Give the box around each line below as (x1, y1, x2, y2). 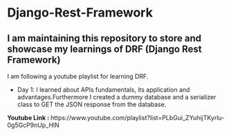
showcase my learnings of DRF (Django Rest (7, 43, 202, 55)
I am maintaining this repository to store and (7, 32, 202, 44)
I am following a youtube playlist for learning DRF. (7, 72, 149, 80)
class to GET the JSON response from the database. (17, 100, 167, 108)
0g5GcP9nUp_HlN (7, 121, 60, 129)
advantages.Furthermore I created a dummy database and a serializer (17, 93, 216, 101)
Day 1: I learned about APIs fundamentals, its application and (17, 86, 190, 94)
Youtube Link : (7, 114, 50, 122)
